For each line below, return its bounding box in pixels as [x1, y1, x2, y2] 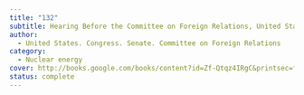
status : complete [9, 72, 75, 81]
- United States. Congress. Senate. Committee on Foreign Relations [17, 38, 281, 48]
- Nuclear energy [17, 55, 83, 64]
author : [9, 30, 39, 39]
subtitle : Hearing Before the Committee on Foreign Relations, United [9, 22, 281, 31]
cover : [9, 64, 34, 73]
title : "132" [9, 13, 59, 23]
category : [9, 47, 47, 56]
